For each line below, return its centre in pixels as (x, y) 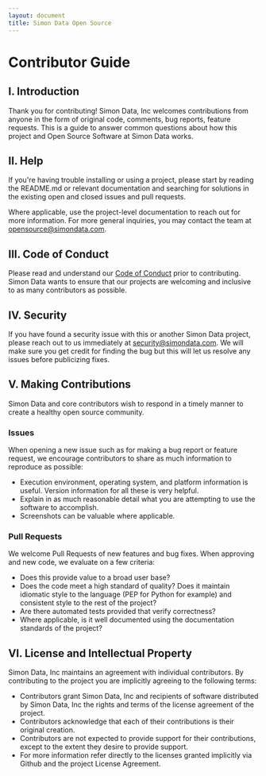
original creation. (47, 730)
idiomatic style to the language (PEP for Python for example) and (125, 595)
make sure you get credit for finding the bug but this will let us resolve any (129, 351)
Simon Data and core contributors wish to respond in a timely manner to (126, 403)
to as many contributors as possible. (67, 290)
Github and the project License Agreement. (90, 764)
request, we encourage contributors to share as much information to (120, 458)
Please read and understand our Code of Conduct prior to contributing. (125, 273)
